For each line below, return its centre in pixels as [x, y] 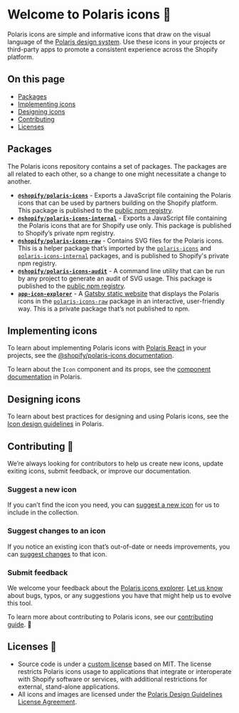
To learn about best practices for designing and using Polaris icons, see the [118, 416]
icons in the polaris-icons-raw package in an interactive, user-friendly [121, 301]
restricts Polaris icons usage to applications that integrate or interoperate [124, 671]
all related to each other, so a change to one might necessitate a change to [117, 174]
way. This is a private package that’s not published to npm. [103, 308]
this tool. [20, 603]
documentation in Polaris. [45, 377]
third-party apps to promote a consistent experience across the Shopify [113, 49]
